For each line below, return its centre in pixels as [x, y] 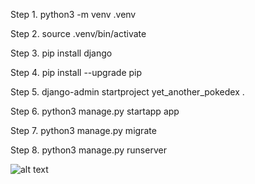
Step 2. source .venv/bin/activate [78, 33]
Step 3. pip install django [61, 53]
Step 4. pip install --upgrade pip [76, 72]
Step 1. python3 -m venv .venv [73, 14]
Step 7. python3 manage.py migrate [83, 130]
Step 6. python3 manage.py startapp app [95, 111]
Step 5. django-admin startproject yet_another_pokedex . [127, 92]
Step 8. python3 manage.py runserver [88, 150]
